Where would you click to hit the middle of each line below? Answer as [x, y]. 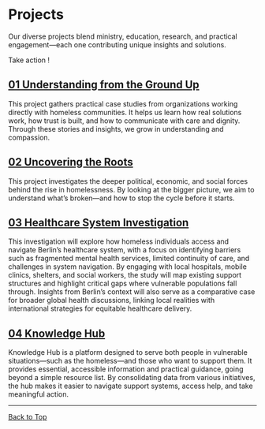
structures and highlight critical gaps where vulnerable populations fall [123, 284]
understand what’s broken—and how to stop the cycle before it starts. [121, 198]
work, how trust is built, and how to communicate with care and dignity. [124, 121]
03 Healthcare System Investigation [99, 222]
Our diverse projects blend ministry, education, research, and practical [123, 36]
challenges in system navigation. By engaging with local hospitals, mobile [127, 267]
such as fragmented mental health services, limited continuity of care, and [129, 259]
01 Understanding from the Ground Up [104, 85]
